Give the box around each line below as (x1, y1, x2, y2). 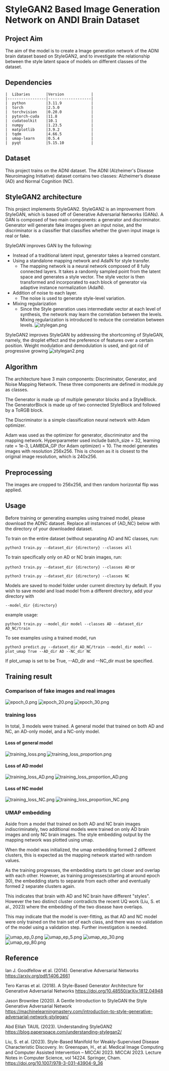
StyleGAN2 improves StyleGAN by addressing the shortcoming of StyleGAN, (5, 332, 164, 338)
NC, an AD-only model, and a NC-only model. (5, 728, 100, 735)
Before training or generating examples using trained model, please (5, 515, 145, 521)
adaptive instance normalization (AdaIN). (20, 285, 105, 291)
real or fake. (5, 233, 30, 239)
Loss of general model (5, 740, 53, 746)
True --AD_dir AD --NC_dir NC (27, 649, 92, 654)
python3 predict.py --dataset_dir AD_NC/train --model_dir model (5, 644, 145, 649)
